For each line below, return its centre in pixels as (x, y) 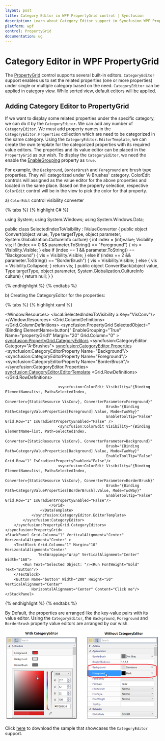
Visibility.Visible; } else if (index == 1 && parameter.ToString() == (70, 250)
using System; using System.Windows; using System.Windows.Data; (75, 219)
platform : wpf (20, 26)
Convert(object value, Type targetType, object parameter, (63, 234)
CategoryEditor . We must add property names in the (58, 129)
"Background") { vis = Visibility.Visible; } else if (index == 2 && (68, 255)
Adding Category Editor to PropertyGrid (67, 106)
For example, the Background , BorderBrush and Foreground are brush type (78, 170)
